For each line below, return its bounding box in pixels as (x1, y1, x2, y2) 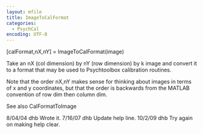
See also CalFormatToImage (6, 102, 77, 110)
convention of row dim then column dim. (6, 91, 108, 98)
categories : (6, 20, 36, 26)
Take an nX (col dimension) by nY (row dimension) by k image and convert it (6, 60, 198, 67)
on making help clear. (6, 121, 60, 128)
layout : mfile (6, 8, 43, 15)
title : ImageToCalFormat (6, 15, 69, 21)
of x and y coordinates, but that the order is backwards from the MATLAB (6, 84, 190, 92)
